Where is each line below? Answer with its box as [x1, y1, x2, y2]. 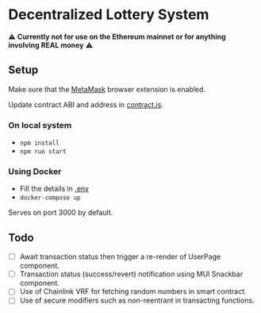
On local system [8, 119, 72, 130]
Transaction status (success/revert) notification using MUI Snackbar [19, 269, 244, 279]
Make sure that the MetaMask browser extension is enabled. [8, 84, 206, 94]
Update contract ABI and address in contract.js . [8, 99, 164, 109]
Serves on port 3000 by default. [8, 208, 113, 218]
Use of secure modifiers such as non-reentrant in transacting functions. [19, 296, 255, 305]
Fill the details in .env [19, 184, 90, 194]
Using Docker [8, 165, 62, 176]
